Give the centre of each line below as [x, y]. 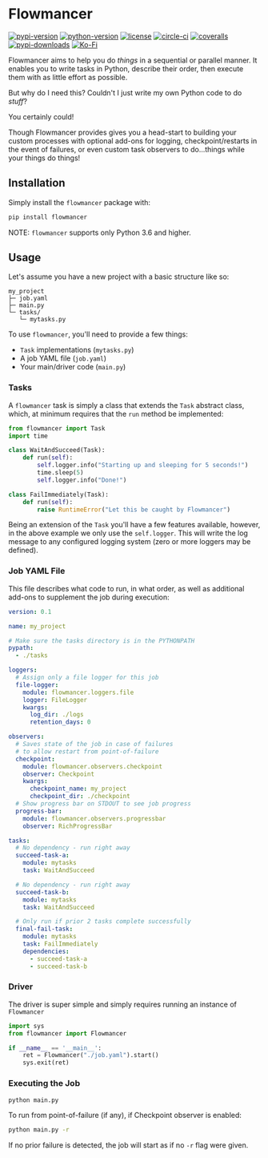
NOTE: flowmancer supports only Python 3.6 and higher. [100, 232]
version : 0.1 [30, 611]
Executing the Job [44, 1083]
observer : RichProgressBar [68, 826]
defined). [23, 551]
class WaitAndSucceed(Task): [57, 450]
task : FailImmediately [60, 944]
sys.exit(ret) [46, 1063]
